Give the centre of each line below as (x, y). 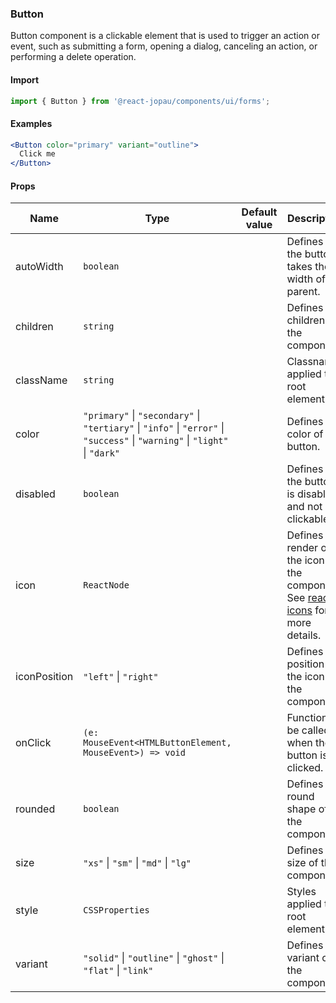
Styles (301, 892)
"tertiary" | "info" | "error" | (154, 428)
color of (305, 434)
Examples (31, 123)
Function (307, 718)
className (41, 380)
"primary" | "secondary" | (142, 415)
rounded (35, 809)
